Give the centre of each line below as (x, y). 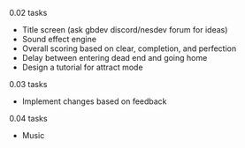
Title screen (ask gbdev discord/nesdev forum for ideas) (125, 30)
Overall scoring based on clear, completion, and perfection (129, 48)
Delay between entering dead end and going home (115, 58)
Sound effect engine (59, 39)
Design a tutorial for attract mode (82, 67)
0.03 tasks (28, 84)
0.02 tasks (28, 13)
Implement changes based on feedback (94, 101)
